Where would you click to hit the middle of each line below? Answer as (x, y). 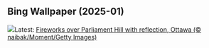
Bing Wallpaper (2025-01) (66, 12)
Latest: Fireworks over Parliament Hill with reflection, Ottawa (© (108, 29)
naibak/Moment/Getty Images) (52, 37)
